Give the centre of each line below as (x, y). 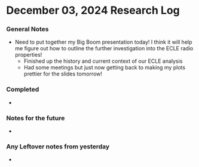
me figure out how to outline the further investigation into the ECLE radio (104, 48)
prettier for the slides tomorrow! (63, 74)
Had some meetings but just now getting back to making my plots (105, 68)
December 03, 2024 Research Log (93, 10)
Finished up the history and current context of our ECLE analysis (103, 61)
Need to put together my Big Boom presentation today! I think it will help (103, 42)
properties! (28, 55)
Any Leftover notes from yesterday (58, 146)
